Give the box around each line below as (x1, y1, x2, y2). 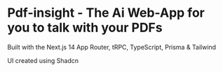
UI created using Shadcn (7, 56, 79, 64)
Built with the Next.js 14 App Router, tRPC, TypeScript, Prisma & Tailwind (7, 43, 216, 51)
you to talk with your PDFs (7, 20, 163, 36)
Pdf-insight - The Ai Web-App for (7, 5, 205, 21)
